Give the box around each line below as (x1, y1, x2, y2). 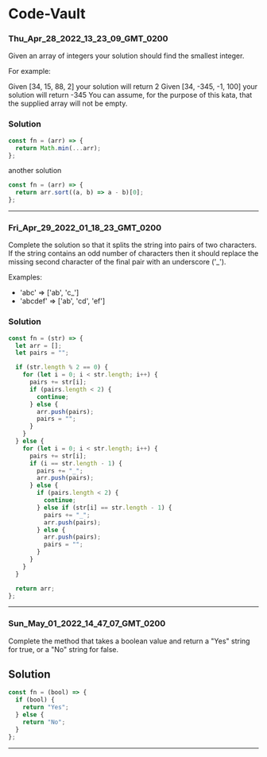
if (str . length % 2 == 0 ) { (15, 363, 109, 372)
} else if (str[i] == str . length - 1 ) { (37, 504, 172, 512)
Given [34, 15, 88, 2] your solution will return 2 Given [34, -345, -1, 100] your (8, 82, 258, 91)
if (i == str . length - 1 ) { (29, 459, 123, 467)
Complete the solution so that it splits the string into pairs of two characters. (8, 240, 257, 250)
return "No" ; (22, 718, 66, 726)
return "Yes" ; (22, 704, 69, 712)
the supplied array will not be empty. (8, 98, 128, 108)
